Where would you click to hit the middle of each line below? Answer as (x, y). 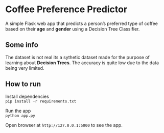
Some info (22, 45)
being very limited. (25, 68)
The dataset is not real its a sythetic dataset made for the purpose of (77, 57)
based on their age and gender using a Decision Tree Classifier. (73, 29)
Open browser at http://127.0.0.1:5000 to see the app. (64, 125)
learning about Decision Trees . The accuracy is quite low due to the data (82, 63)
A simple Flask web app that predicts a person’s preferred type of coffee (82, 23)
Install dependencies (27, 96)
